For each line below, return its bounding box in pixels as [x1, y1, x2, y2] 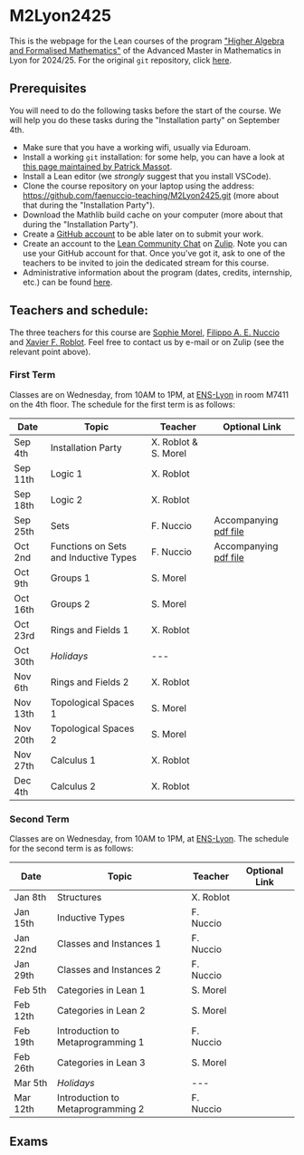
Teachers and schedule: [9, 303, 149, 318]
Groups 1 [50, 572, 90, 584]
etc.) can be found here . [22, 276, 113, 287]
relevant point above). [9, 346, 91, 357]
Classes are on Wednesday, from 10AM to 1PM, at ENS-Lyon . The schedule [9, 833, 290, 844]
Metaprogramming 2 [57, 1102, 145, 1115]
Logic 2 [50, 493, 83, 505]
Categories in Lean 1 [57, 984, 147, 996]
